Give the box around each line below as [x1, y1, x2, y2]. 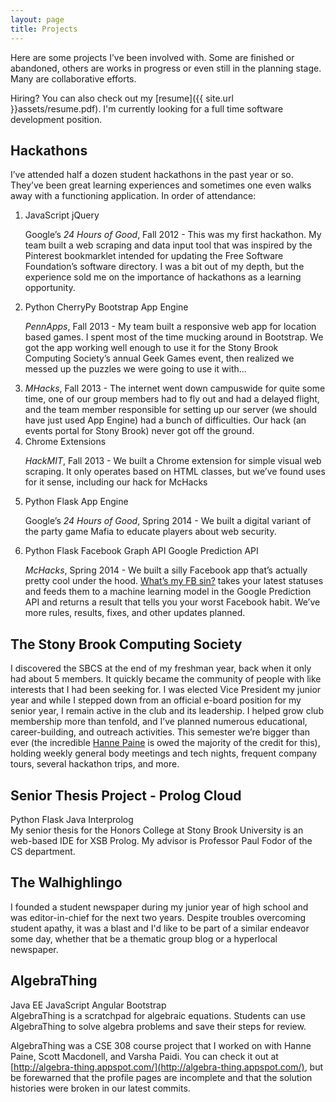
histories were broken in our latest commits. [10, 1082, 191, 1094]
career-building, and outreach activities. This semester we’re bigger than [10, 726, 311, 738]
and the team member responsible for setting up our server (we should [24, 404, 318, 416]
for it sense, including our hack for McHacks [24, 476, 208, 488]
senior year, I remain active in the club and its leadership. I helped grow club [10, 705, 324, 717]
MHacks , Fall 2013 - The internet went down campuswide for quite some [24, 382, 326, 395]
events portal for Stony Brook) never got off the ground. [24, 425, 255, 437]
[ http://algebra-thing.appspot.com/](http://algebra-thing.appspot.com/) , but [10, 1061, 324, 1073]
